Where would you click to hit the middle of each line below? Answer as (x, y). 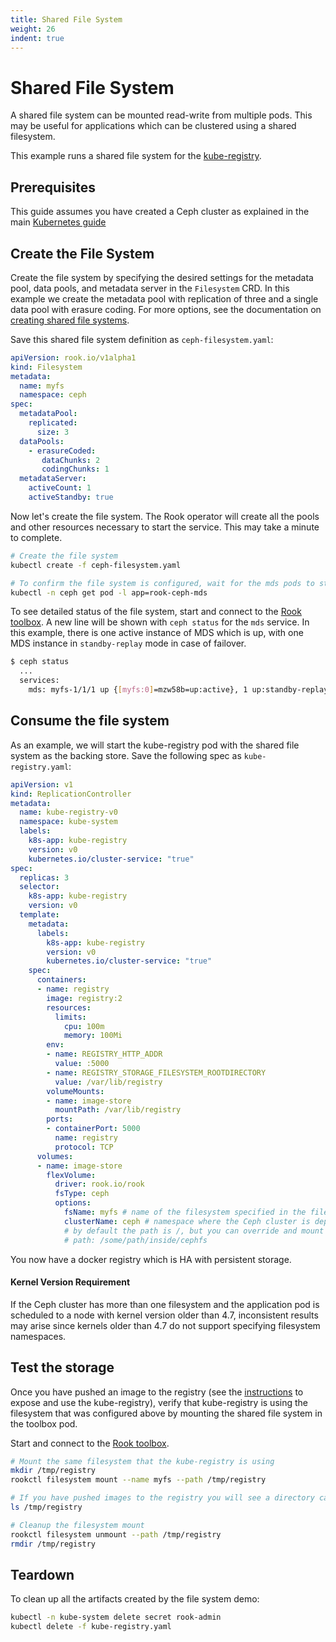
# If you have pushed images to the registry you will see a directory (162, 1498)
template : (39, 915)
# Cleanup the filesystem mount (77, 1525)
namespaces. (38, 1336)
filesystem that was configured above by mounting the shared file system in (166, 1413)
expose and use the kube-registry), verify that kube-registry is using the (159, 1402)
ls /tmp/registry (46, 1507)
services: (39, 681)
